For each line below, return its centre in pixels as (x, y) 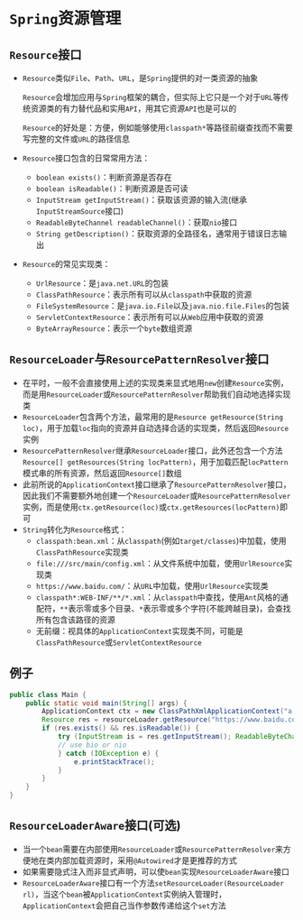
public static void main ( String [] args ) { (106, 703)
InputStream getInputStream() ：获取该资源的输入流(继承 (142, 200)
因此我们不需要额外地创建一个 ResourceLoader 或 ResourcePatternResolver (156, 495)
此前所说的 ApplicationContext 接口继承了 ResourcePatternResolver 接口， (156, 484)
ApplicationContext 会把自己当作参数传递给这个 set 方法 (124, 905)
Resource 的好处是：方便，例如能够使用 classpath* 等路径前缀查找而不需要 (157, 128)
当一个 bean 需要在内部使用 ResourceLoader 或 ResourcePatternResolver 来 (153, 849)
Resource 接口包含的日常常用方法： (86, 158)
